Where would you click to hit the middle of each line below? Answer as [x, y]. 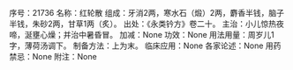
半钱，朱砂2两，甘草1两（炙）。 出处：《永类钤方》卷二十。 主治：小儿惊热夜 [147, 24]
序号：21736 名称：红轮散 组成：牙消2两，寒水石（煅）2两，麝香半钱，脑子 [147, 13]
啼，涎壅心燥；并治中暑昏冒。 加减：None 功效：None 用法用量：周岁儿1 [142, 35]
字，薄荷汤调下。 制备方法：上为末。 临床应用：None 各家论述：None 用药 [145, 45]
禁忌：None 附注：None [53, 56]
